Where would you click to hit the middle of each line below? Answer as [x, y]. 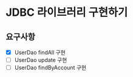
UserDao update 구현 [41, 60]
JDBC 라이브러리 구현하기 [67, 12]
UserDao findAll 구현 [40, 52]
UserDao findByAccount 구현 [50, 68]
